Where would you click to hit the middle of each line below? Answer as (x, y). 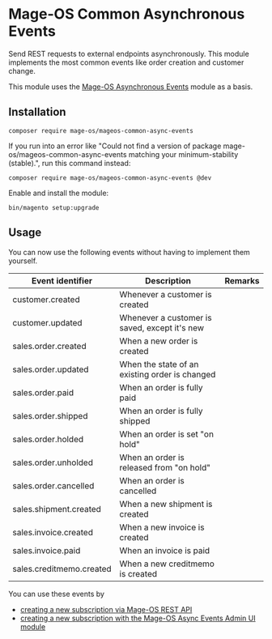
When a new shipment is (166, 504)
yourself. (23, 261)
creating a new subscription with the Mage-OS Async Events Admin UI (138, 618)
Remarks (242, 280)
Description (168, 280)
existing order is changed (168, 374)
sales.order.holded (48, 439)
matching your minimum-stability (183, 154)
